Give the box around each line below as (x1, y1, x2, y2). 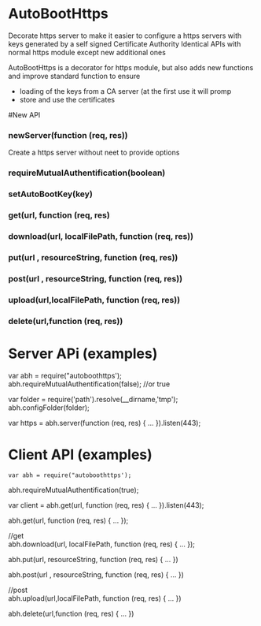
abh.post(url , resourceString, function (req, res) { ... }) (8, 570, 185, 579)
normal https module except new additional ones (8, 47, 167, 57)
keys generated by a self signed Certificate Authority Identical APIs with (8, 39, 241, 48)
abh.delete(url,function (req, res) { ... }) (8, 609, 134, 619)
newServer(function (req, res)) (8, 129, 128, 140)
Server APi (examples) (8, 345, 158, 363)
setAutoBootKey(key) (8, 188, 93, 199)
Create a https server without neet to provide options (8, 147, 180, 158)
